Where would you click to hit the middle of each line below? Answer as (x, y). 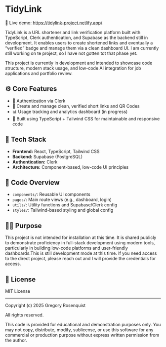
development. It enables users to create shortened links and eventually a (79, 42)
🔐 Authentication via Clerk (39, 101)
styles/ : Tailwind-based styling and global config (63, 210)
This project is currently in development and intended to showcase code (79, 63)
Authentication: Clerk (35, 162)
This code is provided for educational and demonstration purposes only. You (83, 325)
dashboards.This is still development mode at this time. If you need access (81, 253)
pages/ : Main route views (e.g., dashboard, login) (62, 200)
